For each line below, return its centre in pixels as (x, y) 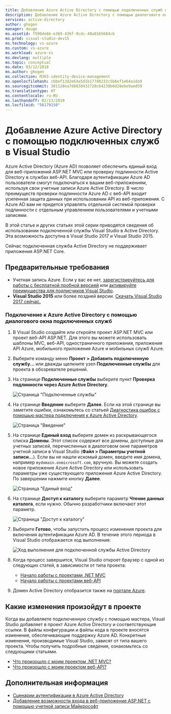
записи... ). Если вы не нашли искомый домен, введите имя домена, (87, 457)
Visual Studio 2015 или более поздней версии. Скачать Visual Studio (87, 296)
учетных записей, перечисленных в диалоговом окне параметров (85, 446)
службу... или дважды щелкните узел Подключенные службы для (86, 364)
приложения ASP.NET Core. (35, 252)
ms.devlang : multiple (28, 58)
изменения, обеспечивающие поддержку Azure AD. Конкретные (76, 635)
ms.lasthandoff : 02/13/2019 (35, 100)
